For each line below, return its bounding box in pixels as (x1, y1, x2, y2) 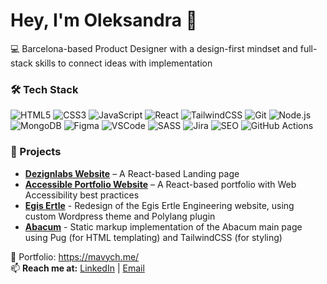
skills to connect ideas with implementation (34, 57, 213, 69)
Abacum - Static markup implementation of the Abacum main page (24, 220, 303, 233)
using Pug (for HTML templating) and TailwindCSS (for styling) (24, 231, 283, 243)
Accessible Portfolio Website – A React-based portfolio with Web (24, 178, 297, 190)
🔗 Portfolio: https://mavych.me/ (10, 250, 140, 263)
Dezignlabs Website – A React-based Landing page (24, 167, 240, 179)
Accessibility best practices (24, 189, 140, 201)
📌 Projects (10, 145, 62, 159)
